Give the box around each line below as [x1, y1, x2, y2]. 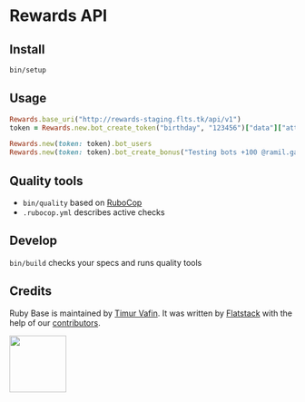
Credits [9, 283, 53, 299]
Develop [9, 233, 57, 249]
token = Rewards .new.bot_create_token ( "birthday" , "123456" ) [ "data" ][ [9, 123, 282, 132]
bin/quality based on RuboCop [22, 197, 143, 208]
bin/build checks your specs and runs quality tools [9, 257, 202, 268]
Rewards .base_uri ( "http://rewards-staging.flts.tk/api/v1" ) [9, 114, 242, 123]
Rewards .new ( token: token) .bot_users [9, 140, 152, 149]
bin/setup [9, 65, 47, 74]
